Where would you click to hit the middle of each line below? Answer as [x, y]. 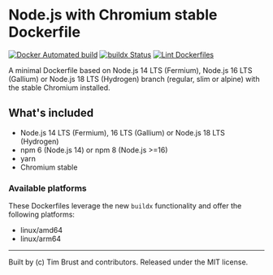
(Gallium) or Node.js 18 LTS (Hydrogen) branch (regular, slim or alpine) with [134, 79]
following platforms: [42, 215]
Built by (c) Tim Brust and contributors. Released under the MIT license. [128, 262]
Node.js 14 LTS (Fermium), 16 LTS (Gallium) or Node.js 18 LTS [123, 132]
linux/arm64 [41, 239]
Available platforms [48, 188]
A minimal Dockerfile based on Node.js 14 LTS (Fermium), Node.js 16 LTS [130, 70]
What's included [51, 113]
